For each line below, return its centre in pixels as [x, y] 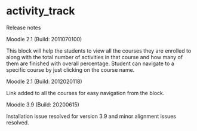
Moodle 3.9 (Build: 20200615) [43, 104]
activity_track [41, 11]
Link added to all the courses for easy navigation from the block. [85, 93]
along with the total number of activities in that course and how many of [95, 57]
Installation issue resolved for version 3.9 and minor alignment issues [91, 116]
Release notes [24, 28]
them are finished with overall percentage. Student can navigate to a [90, 63]
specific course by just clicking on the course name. [70, 69]
